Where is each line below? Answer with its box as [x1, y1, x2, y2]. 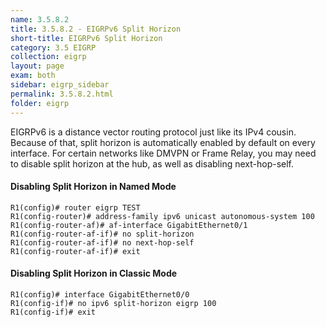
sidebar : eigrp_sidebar [10, 80, 110, 90]
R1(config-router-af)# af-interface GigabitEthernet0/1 [10, 220, 248, 230]
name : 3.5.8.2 [10, 14, 70, 25]
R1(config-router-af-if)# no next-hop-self [10, 237, 195, 248]
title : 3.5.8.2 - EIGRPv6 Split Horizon [10, 24, 182, 34]
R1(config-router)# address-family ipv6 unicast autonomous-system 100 [10, 211, 315, 221]
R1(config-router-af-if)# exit [10, 246, 141, 256]
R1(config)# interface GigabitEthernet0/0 [10, 289, 190, 300]
